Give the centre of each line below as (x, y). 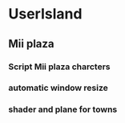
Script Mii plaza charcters (59, 67)
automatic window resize (58, 88)
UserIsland (45, 14)
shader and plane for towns (63, 109)
